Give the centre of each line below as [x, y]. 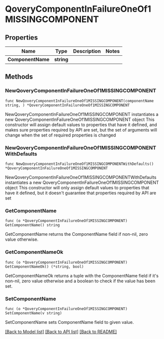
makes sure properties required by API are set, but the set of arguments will [81, 130]
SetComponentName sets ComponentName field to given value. [70, 322]
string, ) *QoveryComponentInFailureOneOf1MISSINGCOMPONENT [68, 105]
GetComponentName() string [32, 225]
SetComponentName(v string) [34, 313]
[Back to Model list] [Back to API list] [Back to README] [61, 332]
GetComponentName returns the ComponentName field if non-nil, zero [76, 234]
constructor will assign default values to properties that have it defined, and [81, 124]
